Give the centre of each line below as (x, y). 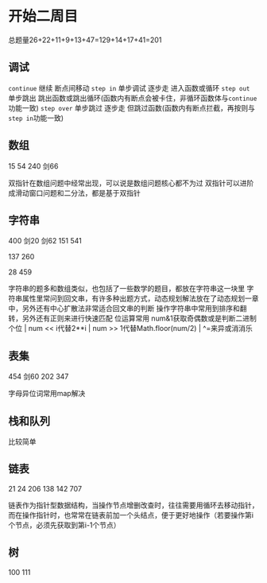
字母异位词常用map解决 (47, 394)
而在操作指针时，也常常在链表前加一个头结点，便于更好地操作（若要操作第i (131, 515)
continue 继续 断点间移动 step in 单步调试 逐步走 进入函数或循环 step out (129, 87)
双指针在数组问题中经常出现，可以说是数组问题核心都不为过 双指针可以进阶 (131, 183)
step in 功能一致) (36, 118)
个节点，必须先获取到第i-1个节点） (64, 525)
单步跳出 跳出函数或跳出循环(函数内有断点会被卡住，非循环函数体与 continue (133, 98)
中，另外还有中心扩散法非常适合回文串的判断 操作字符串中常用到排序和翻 (128, 309)
